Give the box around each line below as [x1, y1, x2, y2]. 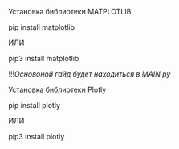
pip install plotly [8, 101, 61, 110]
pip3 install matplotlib [8, 54, 79, 63]
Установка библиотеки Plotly [8, 85, 107, 94]
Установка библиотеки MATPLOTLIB [8, 7, 132, 16]
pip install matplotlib [8, 23, 75, 31]
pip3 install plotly [8, 132, 65, 141]
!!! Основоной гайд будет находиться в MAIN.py [8, 69, 171, 79]
